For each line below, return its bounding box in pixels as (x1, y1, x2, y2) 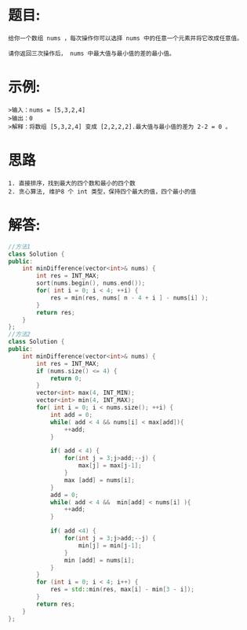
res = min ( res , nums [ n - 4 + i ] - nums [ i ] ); (49, 293, 209, 302)
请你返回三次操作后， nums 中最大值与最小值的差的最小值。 (8, 50, 176, 57)
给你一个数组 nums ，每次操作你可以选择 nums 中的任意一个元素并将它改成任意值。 (8, 34, 243, 42)
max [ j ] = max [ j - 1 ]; (78, 462, 143, 470)
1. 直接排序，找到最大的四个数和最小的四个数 (8, 179, 136, 187)
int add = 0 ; (49, 411, 93, 418)
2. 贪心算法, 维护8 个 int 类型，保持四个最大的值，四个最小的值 (8, 187, 197, 196)
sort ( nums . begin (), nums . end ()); (36, 279, 146, 287)
